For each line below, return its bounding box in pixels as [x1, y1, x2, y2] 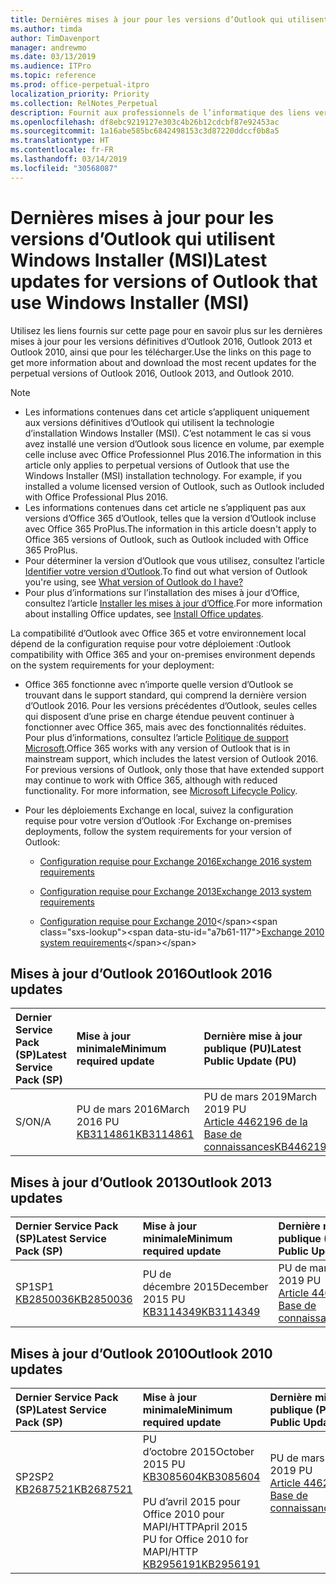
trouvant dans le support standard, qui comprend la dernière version [24, 689, 307, 701]
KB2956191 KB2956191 [142, 1557, 261, 1571]
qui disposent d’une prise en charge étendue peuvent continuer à [24, 710, 295, 722]
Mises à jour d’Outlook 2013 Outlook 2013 [10, 1174, 273, 1191]
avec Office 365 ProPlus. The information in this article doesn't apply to [24, 522, 317, 535]
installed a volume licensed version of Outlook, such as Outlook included [24, 480, 325, 492]
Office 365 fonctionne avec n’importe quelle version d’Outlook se [24, 678, 294, 690]
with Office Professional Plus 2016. [24, 491, 169, 503]
